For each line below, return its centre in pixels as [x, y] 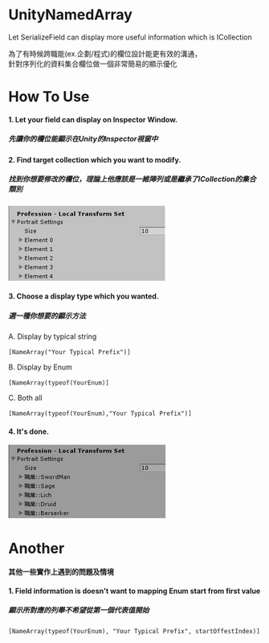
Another [37, 548]
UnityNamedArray [70, 15]
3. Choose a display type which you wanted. [84, 296]
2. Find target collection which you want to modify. [95, 159]
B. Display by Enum [40, 367]
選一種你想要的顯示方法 [47, 315]
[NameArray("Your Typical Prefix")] [69, 352]
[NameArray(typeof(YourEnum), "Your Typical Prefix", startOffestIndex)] [134, 631]
